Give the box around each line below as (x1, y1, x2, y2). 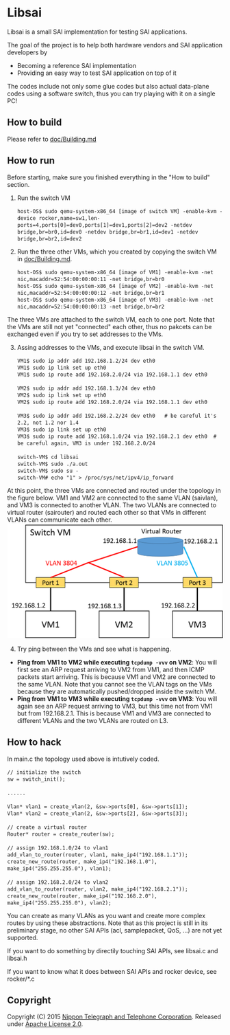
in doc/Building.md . (16, 254, 73, 263)
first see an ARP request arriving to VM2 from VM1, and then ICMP (16, 665, 205, 674)
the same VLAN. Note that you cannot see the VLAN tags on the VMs (16, 680, 212, 688)
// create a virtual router (7, 823, 88, 831)
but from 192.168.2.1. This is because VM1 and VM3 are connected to (16, 709, 212, 717)
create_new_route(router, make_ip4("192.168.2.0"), (7, 892, 157, 900)
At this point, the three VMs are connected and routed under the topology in (7, 486, 221, 494)
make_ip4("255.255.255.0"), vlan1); (7, 865, 112, 872)
